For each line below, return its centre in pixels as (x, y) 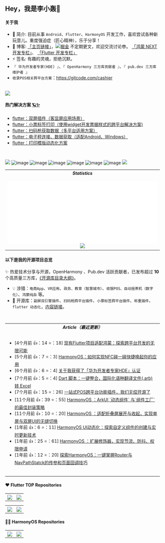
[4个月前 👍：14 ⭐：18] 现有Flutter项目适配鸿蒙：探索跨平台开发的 (82, 343)
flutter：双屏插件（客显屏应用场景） (48, 118)
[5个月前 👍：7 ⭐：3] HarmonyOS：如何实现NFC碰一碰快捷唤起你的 (83, 357)
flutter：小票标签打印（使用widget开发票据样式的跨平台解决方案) (78, 124)
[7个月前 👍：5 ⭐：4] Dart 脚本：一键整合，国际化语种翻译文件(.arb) (84, 378)
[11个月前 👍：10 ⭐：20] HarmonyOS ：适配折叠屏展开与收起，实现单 (86, 413)
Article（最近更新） (82, 327)
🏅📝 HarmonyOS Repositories (35, 522)
